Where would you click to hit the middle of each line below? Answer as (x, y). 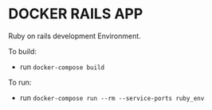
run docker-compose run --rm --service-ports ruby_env (112, 97)
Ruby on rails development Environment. (75, 36)
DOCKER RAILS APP (76, 14)
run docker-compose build (62, 67)
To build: (23, 51)
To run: (20, 82)
